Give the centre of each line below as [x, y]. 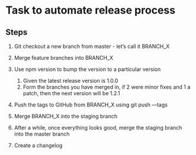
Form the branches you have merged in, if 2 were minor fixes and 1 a [107, 87]
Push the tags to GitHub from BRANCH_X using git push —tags [91, 105]
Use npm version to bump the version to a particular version [87, 69]
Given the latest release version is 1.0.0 [70, 81]
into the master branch [42, 134]
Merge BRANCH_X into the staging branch [66, 116]
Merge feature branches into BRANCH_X [64, 58]
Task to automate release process [91, 10]
